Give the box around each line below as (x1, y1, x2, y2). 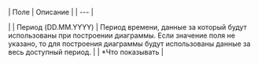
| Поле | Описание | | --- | (8, 8, 94, 16)
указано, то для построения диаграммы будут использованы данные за (8, 39, 251, 48)
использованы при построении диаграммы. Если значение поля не (8, 31, 236, 40)
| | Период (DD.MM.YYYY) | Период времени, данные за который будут (8, 23, 248, 31)
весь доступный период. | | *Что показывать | (8, 48, 164, 56)
